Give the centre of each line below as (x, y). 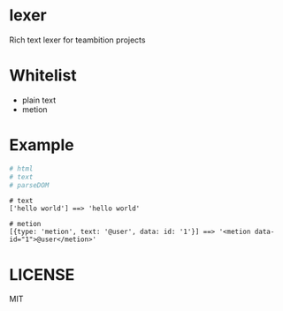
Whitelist (43, 76)
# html (21, 169)
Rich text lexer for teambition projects (77, 40)
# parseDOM (29, 185)
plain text (39, 100)
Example (42, 145)
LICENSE (42, 274)
